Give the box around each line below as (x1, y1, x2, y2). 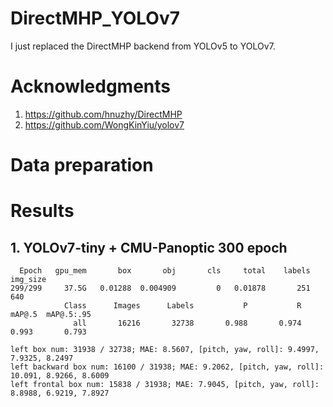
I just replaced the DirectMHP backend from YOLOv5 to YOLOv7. (10, 40, 276, 52)
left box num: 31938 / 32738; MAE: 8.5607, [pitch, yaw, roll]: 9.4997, (10, 345, 320, 355)
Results (10, 200, 75, 222)
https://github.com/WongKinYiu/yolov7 (24, 118, 185, 131)
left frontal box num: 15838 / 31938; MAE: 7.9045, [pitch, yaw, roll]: (10, 380, 320, 390)
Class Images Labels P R (63, 301, 302, 311)
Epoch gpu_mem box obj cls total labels (19, 266, 311, 276)
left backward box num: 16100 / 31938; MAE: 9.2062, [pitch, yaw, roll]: (10, 362, 325, 372)
